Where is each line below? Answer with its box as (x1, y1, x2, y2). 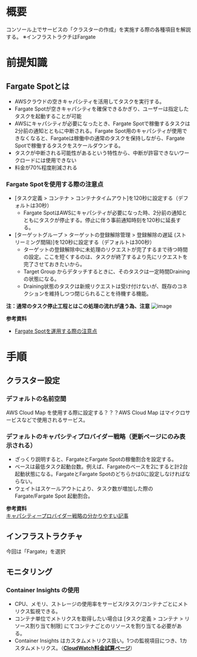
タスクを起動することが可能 (14, 112, 82, 119)
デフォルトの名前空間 (6, 394, 66, 403)
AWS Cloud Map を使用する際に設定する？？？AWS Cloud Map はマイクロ (6, 409, 186, 416)
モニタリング (6, 567, 53, 576)
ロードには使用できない (19, 156, 77, 163)
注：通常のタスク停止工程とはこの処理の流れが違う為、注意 (6, 303, 150, 310)
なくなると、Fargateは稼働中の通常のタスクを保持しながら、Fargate (19, 135, 185, 142)
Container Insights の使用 (6, 586, 80, 594)
